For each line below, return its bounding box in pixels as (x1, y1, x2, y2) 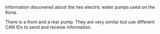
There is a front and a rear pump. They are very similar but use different (5, 19, 155, 25)
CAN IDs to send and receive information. (5, 24, 92, 30)
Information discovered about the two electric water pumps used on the (5, 4, 155, 10)
